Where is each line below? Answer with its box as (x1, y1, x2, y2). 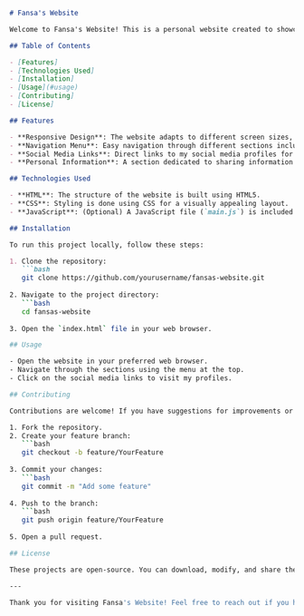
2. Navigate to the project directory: (9, 290, 160, 299)
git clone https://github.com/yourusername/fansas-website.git (21, 273, 265, 283)
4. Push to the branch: (9, 499, 100, 508)
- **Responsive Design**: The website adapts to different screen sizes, (9, 132, 294, 142)
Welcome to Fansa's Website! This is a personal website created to (9, 24, 273, 34)
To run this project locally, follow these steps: (9, 240, 204, 249)
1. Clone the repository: (9, 257, 107, 266)
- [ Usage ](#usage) (9, 83, 79, 93)
